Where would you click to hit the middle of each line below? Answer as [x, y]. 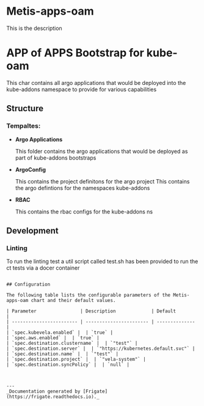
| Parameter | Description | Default [91, 311]
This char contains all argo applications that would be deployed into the [96, 83]
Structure [25, 109]
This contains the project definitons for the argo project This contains [102, 181]
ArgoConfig [31, 169]
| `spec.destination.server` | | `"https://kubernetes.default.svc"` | [101, 349]
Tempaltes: [24, 126]
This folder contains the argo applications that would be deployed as [101, 151]
